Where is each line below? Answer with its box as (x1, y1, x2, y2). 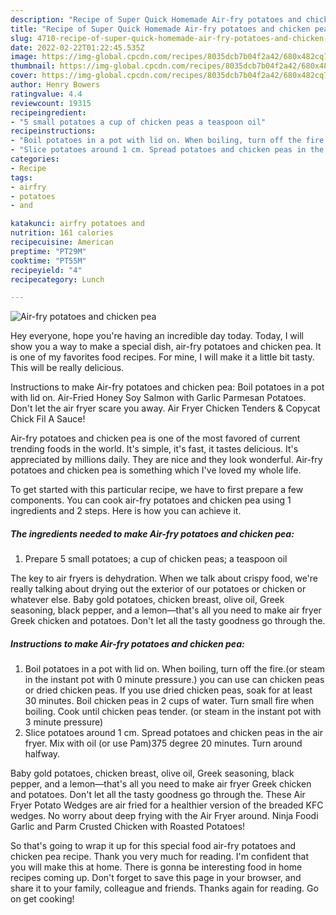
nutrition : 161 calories (10, 228, 114, 238)
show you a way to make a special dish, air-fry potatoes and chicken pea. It (10, 341, 322, 353)
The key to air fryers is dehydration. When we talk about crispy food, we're (10, 572, 319, 585)
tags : (10, 172, 33, 183)
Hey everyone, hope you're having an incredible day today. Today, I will (10, 330, 304, 342)
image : (10, 52, 38, 62)
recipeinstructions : (10, 126, 97, 136)
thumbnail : (10, 61, 56, 71)
